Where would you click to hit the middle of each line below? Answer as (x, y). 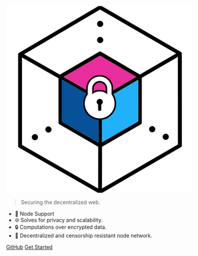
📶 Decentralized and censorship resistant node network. (84, 236)
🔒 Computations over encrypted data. (60, 227)
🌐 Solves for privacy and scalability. (58, 220)
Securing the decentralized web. (60, 202)
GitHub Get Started (29, 247)
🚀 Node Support (34, 214)
